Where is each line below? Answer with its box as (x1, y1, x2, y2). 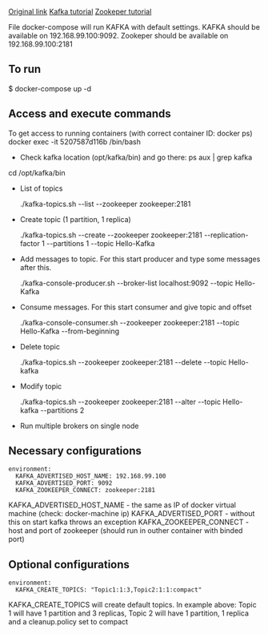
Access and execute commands (8, 107, 171, 121)
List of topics (19, 184, 63, 193)
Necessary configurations (8, 444, 142, 458)
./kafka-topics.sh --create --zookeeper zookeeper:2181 (19, 230, 202, 240)
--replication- (203, 230, 249, 240)
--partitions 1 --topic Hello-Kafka (46, 238, 155, 248)
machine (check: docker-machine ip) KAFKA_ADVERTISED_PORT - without (8, 509, 255, 519)
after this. (19, 262, 52, 272)
